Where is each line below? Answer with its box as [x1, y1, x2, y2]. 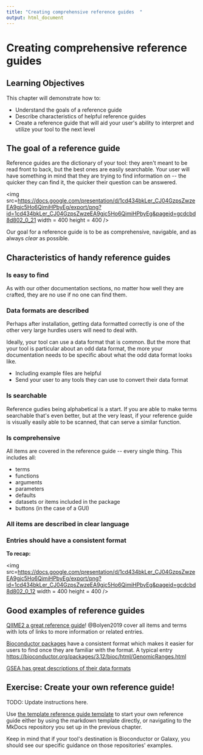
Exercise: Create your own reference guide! [6, 682, 175, 693]
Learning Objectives [6, 78, 85, 88]
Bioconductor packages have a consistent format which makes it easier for [6, 640, 194, 647]
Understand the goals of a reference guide [15, 106, 122, 113]
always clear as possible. [6, 235, 70, 242]
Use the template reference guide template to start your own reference [6, 710, 184, 717]
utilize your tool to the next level [15, 126, 95, 133]
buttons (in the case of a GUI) [15, 504, 89, 512]
